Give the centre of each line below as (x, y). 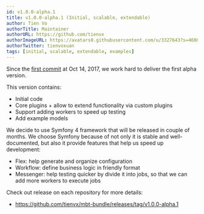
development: (23, 149)
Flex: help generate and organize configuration (73, 161)
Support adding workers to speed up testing (70, 112)
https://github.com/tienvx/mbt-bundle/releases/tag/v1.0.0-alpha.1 (97, 204)
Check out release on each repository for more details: (75, 192)
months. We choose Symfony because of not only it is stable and (87, 136)
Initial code (29, 98)
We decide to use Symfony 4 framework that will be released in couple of (98, 130)
